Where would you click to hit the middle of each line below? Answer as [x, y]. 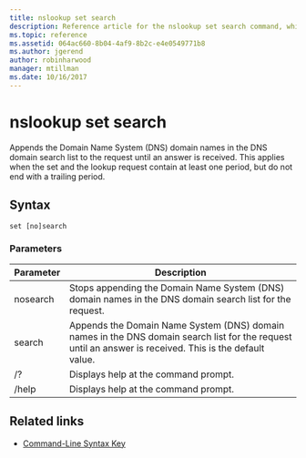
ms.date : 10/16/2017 [49, 77]
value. [82, 359]
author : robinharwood [51, 60]
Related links [47, 421]
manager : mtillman [44, 69]
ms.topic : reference [49, 35]
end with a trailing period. [57, 176]
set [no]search [38, 226]
